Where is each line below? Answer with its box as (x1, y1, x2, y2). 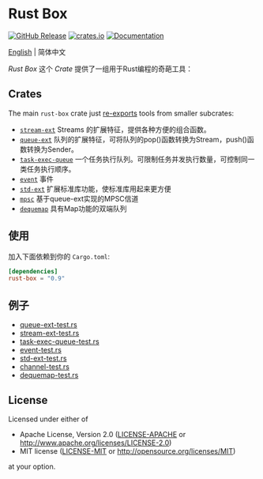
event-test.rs (19, 345, 62, 355)
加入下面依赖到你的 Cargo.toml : (8, 251, 111, 261)
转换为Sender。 (26, 144, 79, 154)
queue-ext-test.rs (19, 320, 77, 330)
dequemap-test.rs (19, 371, 79, 380)
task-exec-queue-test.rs (19, 337, 100, 346)
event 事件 (19, 174, 54, 183)
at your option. (8, 462, 56, 471)
